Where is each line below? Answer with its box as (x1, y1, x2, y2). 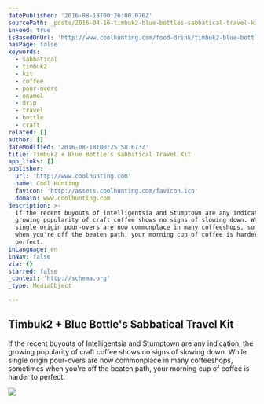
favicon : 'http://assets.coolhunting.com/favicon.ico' (15, 186, 199, 195)
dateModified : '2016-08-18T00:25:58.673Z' (8, 143, 149, 151)
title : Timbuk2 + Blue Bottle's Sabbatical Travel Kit (8, 150, 192, 158)
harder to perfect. (8, 372, 65, 381)
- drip (15, 99, 37, 107)
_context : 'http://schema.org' (8, 274, 111, 283)
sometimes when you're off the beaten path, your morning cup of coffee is (8, 363, 250, 373)
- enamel (15, 92, 44, 100)
